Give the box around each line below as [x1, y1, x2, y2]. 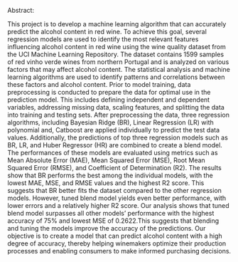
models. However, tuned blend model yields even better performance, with [7, 194, 227, 202]
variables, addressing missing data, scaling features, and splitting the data [7, 103, 225, 111]
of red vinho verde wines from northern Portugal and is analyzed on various [7, 58, 229, 66]
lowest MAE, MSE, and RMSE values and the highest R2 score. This [7, 179, 205, 187]
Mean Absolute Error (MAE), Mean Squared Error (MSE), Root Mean [7, 156, 206, 164]
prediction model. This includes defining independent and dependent [7, 95, 210, 104]
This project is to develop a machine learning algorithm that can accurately [7, 20, 227, 28]
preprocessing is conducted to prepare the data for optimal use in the [7, 88, 211, 96]
